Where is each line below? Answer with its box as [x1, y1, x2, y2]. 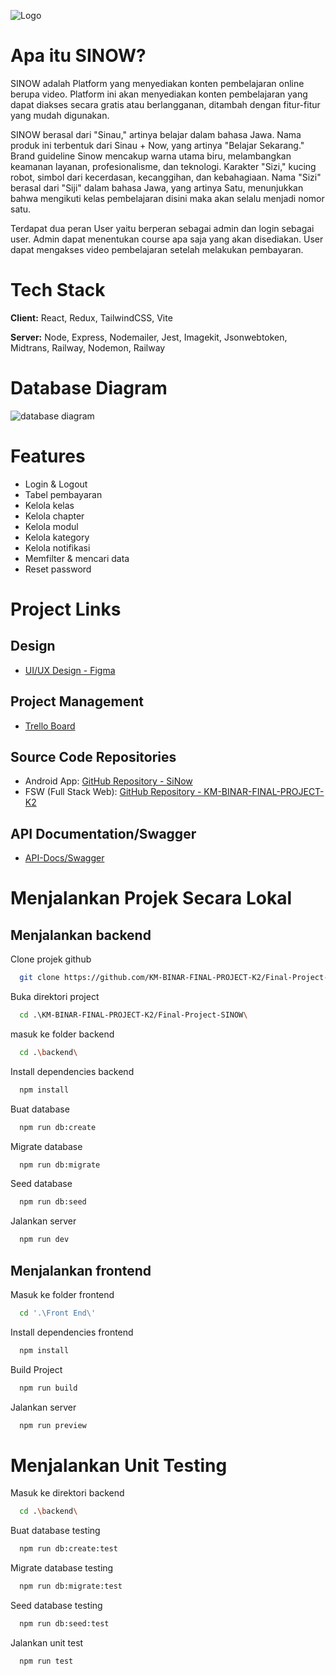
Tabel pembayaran [24, 488, 103, 500]
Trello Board [24, 720, 76, 732]
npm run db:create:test [19, 1544, 118, 1554]
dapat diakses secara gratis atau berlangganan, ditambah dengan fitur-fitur [10, 98, 321, 110]
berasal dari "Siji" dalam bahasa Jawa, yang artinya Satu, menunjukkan [10, 181, 304, 194]
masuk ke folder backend [10, 1028, 115, 1040]
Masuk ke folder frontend [10, 1289, 115, 1300]
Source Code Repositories [10, 748, 177, 765]
